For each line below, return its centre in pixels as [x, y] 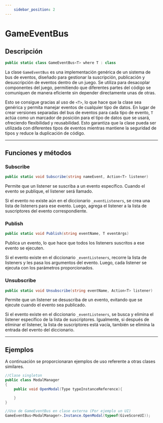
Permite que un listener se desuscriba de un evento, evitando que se [74, 300]
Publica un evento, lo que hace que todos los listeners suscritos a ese [75, 243]
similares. [15, 367]
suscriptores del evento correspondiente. [46, 211]
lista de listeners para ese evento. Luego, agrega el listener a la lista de [76, 206]
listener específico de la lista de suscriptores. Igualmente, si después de [77, 319]
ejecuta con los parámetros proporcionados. [49, 268]
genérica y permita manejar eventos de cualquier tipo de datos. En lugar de [80, 107]
